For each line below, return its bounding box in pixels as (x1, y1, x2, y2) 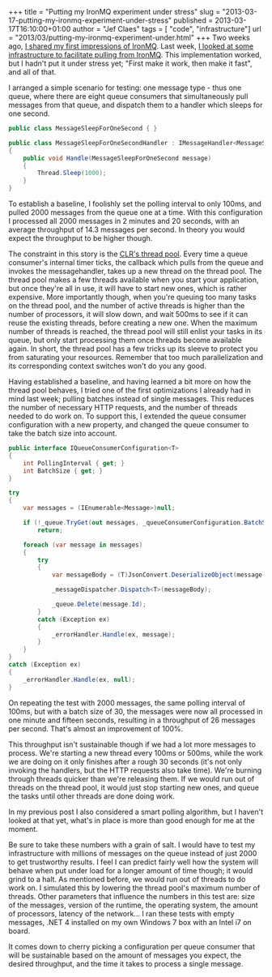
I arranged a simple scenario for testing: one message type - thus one (8, 83, 242, 92)
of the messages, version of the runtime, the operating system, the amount (8, 900, 258, 910)
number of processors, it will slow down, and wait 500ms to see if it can (8, 310, 249, 319)
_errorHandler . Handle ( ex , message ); (51, 630, 176, 639)
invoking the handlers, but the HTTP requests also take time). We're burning (8, 765, 262, 775)
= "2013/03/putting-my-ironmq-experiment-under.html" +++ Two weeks (8, 32, 251, 42)
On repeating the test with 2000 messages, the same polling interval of (8, 697, 245, 708)
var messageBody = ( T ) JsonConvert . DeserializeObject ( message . (51, 571, 266, 579)
